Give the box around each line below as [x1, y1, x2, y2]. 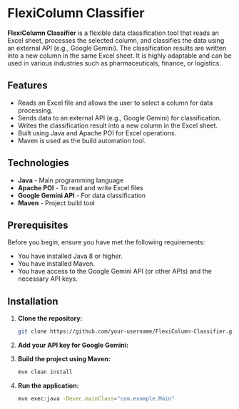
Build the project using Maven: [17, 355, 111, 363]
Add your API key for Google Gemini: [17, 341, 129, 350]
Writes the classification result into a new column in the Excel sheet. [17, 121, 218, 130]
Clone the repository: [17, 314, 83, 323]
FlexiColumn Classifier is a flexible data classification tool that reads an [7, 29, 219, 37]
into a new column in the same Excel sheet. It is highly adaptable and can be [7, 51, 232, 60]
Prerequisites [7, 219, 68, 231]
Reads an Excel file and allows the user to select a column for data [17, 98, 213, 107]
